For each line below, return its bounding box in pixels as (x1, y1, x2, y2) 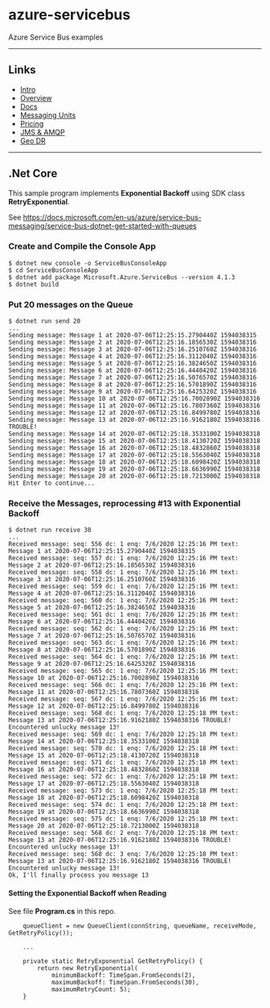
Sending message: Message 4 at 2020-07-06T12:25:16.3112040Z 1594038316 (8, 353, 257, 361)
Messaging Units (19, 110, 76, 120)
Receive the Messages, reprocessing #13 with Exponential (8, 498, 241, 509)
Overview (19, 93, 52, 102)
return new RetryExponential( (37, 964, 138, 972)
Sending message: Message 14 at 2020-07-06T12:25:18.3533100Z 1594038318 (8, 430, 261, 438)
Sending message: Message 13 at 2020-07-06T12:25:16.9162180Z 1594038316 (8, 416, 261, 424)
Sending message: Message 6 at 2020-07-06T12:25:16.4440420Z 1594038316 (8, 366, 257, 375)
